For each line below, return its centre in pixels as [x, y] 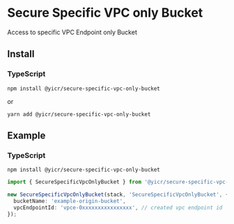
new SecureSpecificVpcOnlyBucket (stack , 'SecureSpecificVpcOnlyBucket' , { [118, 195]
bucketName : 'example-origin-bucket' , [70, 201]
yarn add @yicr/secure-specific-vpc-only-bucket [79, 114]
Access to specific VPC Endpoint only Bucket [72, 32]
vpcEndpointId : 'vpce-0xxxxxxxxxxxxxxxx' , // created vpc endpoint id [118, 207]
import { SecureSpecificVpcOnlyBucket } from [74, 182]
